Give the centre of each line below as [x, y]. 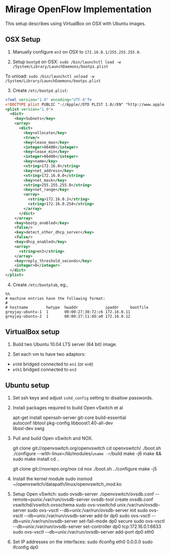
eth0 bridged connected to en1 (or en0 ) [53, 364]
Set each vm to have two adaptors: [49, 354]
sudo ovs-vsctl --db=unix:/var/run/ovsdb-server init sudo [88, 510]
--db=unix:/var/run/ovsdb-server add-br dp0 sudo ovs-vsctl [87, 515]
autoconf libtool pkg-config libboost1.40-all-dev [63, 423]
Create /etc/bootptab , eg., [40, 285]
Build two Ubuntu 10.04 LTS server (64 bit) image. [65, 344]
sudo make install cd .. [36, 459]
